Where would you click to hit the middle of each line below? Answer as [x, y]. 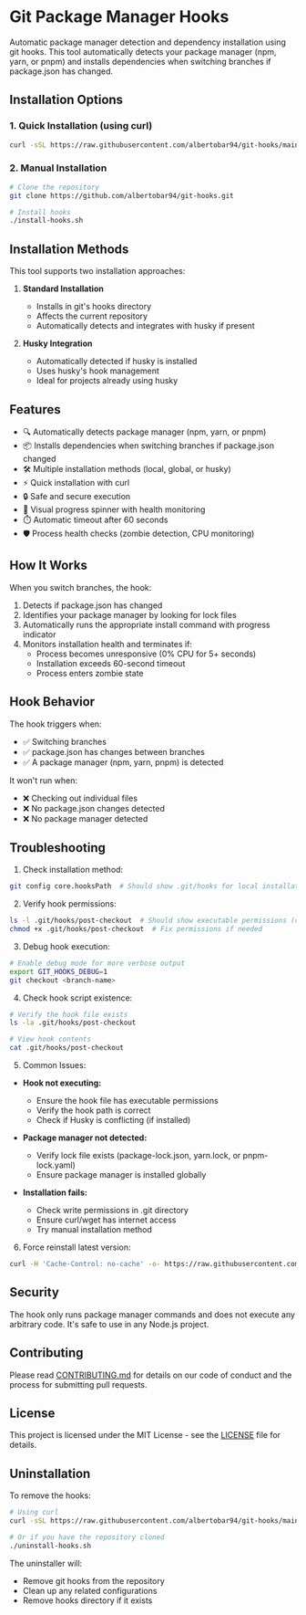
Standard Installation [63, 288]
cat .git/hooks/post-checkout [67, 1048]
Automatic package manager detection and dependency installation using [148, 42]
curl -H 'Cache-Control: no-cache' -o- [85, 1264]
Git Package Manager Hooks [119, 17]
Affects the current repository [92, 316]
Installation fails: [55, 1192]
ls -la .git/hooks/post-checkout [73, 1023]
